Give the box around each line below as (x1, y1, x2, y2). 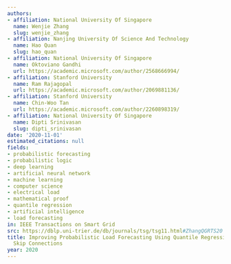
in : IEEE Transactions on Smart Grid (7, 221, 115, 228)
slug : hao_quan (13, 49, 57, 56)
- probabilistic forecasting (7, 151, 91, 158)
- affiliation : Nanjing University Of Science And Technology (7, 36, 189, 43)
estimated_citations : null (7, 138, 85, 145)
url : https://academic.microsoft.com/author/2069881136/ (13, 87, 180, 93)
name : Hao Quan (13, 42, 57, 49)
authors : (7, 10, 32, 17)
